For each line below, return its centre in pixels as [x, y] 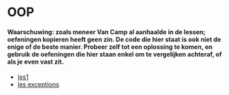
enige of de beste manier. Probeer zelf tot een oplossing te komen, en [110, 47]
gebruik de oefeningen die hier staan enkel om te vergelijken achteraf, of [114, 54]
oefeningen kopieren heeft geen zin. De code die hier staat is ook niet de [114, 39]
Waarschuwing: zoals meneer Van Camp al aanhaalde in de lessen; [106, 31]
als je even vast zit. [36, 61]
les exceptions [38, 85]
